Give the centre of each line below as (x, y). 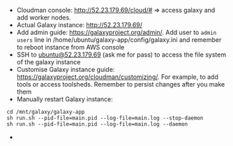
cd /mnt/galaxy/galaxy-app (46, 112)
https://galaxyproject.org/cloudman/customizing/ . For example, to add (118, 77)
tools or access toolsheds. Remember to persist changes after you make (121, 84)
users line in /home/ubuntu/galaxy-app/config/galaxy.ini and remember (119, 40)
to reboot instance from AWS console (70, 47)
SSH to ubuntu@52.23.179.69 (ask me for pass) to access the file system (121, 54)
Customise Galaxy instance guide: (66, 70)
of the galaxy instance (48, 62)
